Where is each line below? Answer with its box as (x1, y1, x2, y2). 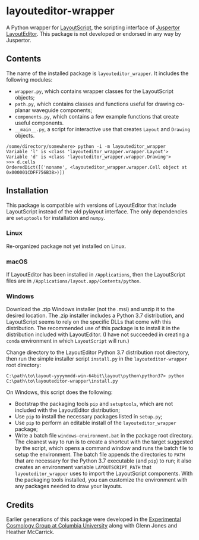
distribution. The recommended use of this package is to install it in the (6, 325, 180, 332)
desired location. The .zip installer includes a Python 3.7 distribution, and (6, 312, 184, 319)
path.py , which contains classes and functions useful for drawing (14, 100, 175, 107)
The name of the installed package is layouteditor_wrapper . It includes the (6, 70, 189, 77)
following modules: (6, 76, 53, 83)
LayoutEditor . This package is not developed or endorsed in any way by (6, 30, 181, 37)
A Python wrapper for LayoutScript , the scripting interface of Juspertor (6, 24, 180, 31)
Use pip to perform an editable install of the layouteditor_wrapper (14, 419, 176, 427)
